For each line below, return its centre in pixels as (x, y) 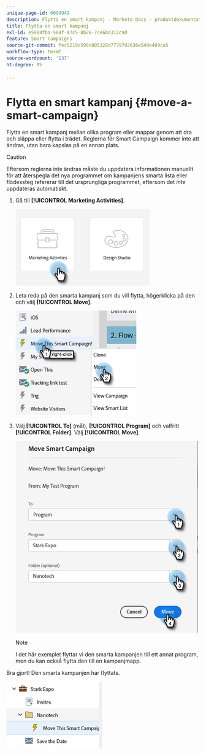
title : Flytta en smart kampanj (48, 26)
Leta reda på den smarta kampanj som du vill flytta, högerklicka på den (105, 296)
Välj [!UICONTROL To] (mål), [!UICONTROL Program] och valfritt (97, 426)
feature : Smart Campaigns (39, 39)
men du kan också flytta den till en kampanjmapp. (78, 661)
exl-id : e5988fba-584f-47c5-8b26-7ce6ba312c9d (67, 33)
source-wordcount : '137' (38, 58)
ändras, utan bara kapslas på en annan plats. (63, 145)
